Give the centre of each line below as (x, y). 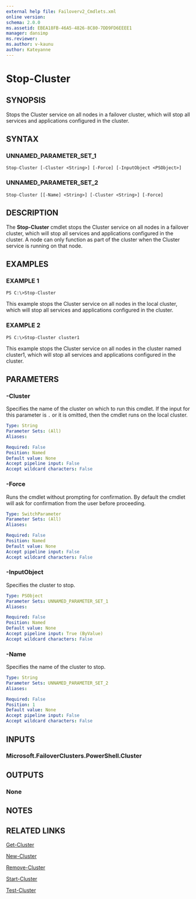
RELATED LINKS (36, 831)
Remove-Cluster (26, 867)
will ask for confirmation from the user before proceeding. (76, 503)
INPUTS (20, 739)
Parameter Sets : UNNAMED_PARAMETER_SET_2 (57, 683)
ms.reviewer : (22, 39)
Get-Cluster (20, 844)
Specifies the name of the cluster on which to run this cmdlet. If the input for (98, 409)
